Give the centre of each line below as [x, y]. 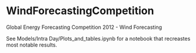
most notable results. [32, 45]
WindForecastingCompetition [80, 11]
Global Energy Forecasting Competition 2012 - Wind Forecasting [84, 27]
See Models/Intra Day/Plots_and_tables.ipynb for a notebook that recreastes [98, 38]
